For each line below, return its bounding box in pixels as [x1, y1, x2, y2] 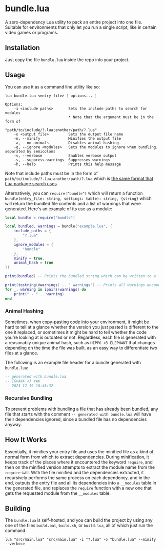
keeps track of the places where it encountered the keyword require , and [5, 459, 153, 465]
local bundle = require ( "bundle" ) [5, 215, 76, 220]
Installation [5, 44, 40, 52]
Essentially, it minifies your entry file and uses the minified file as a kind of [5, 448, 154, 455]
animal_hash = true [14, 260, 54, 265]
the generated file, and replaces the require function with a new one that [5, 485, 152, 491]
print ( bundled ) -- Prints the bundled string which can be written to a [5, 274, 156, 279]
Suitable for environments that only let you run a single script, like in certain [5, 24, 157, 30]
